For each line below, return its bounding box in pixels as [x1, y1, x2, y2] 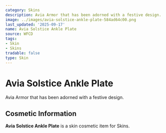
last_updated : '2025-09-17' [5, 22, 66, 27]
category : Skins [5, 7, 40, 13]
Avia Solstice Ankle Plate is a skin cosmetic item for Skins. [5, 123, 130, 129]
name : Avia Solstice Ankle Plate [5, 27, 77, 32]
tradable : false [5, 50, 40, 55]
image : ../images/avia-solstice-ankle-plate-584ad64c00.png [5, 17, 137, 22]
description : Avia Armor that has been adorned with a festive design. [5, 12, 161, 17]
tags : [5, 36, 17, 42]
